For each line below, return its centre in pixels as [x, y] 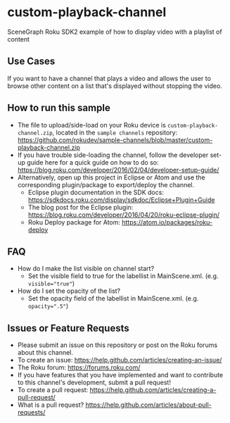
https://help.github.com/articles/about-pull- [149, 405]
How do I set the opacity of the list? [69, 291]
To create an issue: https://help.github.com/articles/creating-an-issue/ [120, 360]
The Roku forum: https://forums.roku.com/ [79, 367]
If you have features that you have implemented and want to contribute [120, 375]
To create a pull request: [53, 390]
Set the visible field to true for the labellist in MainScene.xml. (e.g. [123, 276]
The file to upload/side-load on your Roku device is [92, 125]
